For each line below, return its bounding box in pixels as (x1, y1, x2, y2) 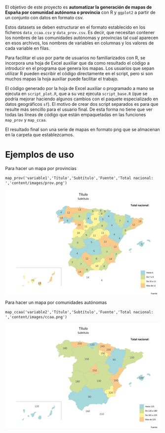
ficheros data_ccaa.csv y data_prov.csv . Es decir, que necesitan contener (5, 30, 155, 35)
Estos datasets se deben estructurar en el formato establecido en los (5, 24, 146, 30)
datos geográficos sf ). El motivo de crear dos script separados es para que (5, 101, 159, 107)
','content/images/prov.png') (5, 180, 68, 185)
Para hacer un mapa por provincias (5, 165, 77, 171)
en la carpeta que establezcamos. (5, 132, 74, 137)
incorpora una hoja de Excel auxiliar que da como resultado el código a (5, 60, 150, 66)
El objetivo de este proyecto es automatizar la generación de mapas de (5, 4, 152, 10)
